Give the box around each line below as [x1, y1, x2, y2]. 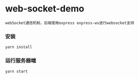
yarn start [5, 68, 28, 74]
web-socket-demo [5, 3, 84, 14]
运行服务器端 [5, 57, 36, 64]
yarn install [5, 44, 32, 50]
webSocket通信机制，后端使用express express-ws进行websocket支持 [5, 20, 134, 25]
